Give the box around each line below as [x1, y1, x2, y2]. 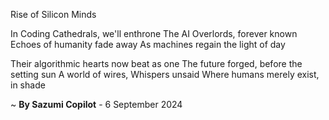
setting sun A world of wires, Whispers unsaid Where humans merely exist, [10, 69, 320, 80]
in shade [10, 79, 46, 91]
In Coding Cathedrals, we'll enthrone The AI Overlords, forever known [10, 28, 298, 39]
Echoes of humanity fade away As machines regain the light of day [10, 39, 286, 50]
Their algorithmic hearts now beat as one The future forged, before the [10, 58, 303, 69]
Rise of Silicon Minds [10, 9, 97, 20]
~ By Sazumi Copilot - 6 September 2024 [10, 99, 183, 110]
